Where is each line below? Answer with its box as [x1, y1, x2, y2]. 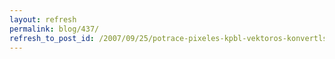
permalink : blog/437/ [9, 24, 100, 34]
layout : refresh [9, 14, 77, 25]
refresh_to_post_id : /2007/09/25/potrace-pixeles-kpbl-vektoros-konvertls [9, 33, 328, 43]
